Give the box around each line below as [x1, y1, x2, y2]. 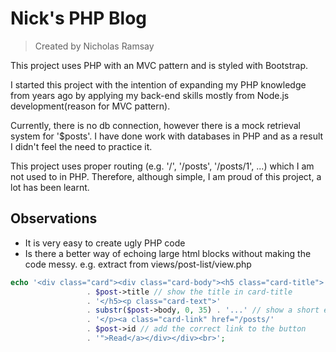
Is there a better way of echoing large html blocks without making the [24, 247, 312, 259]
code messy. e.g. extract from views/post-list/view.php [24, 258, 252, 270]
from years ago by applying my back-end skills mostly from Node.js [10, 89, 290, 101]
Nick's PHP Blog [10, 7, 148, 30]
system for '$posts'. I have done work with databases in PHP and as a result [10, 130, 324, 142]
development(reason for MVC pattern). [10, 100, 171, 112]
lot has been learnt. [10, 181, 90, 193]
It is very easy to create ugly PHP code [24, 237, 186, 249]
